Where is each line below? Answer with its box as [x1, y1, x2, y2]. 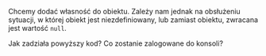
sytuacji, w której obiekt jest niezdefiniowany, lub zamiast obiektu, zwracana [8, 15, 259, 24]
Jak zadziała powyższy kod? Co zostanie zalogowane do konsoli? [8, 39, 224, 48]
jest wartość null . [8, 24, 67, 32]
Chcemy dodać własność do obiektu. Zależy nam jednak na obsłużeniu [8, 7, 241, 16]
